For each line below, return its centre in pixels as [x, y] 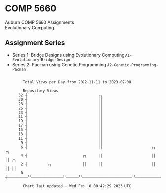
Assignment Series [35, 43]
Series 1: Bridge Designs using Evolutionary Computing [68, 55]
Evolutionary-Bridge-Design [41, 60]
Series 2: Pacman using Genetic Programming [59, 64]
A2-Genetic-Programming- [133, 65]
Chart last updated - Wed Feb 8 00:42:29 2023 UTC [77, 186]
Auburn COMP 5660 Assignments [40, 22]
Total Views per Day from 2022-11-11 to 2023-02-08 [77, 82]
